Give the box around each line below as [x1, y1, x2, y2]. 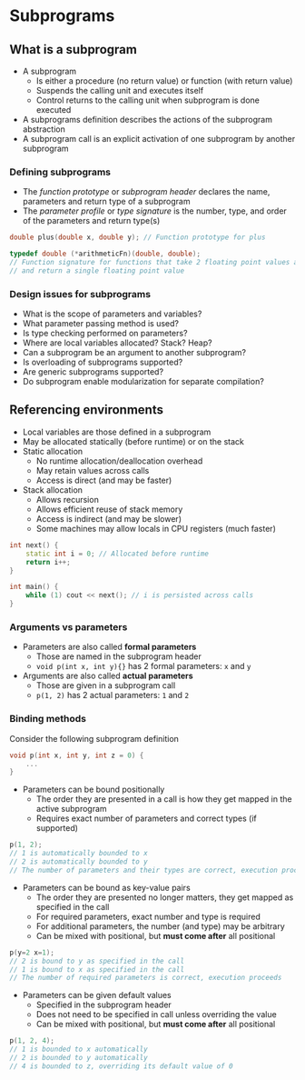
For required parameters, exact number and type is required [35, 911, 261, 922]
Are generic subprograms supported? [22, 366, 164, 377]
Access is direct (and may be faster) [35, 475, 172, 485]
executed [35, 105, 72, 115]
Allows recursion [35, 494, 100, 505]
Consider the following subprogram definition [9, 733, 180, 744]
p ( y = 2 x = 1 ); [9, 947, 54, 957]
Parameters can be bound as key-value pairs [22, 882, 191, 893]
